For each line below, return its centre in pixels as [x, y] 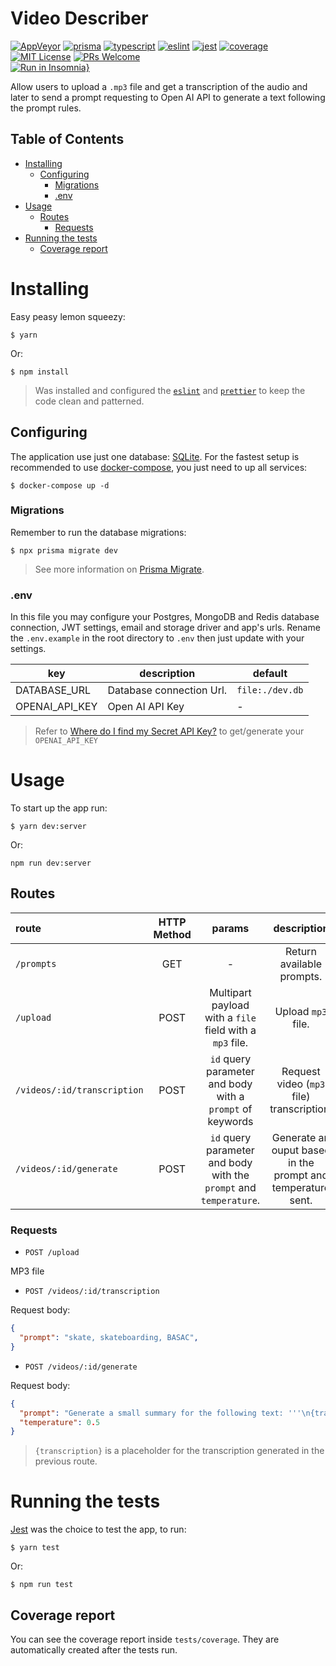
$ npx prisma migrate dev [64, 550]
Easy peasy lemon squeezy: [68, 316]
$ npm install [40, 372]
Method [172, 934]
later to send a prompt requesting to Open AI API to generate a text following [168, 97]
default [270, 674]
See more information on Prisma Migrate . [119, 569]
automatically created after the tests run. [94, 1650]
